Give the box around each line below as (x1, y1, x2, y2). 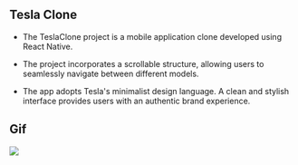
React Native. (22, 41, 73, 52)
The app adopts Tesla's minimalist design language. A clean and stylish (22, 85, 290, 96)
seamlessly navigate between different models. (22, 68, 199, 79)
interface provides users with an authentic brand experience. (22, 95, 251, 106)
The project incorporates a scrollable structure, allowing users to (22, 58, 264, 69)
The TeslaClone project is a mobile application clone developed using (22, 31, 283, 42)
